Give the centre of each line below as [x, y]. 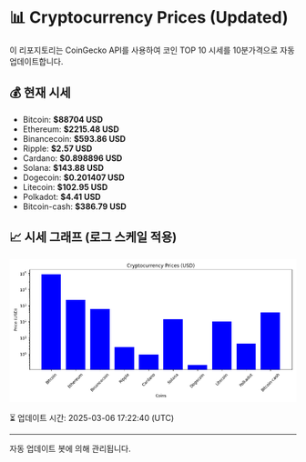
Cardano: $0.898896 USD [72, 158]
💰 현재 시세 [40, 93]
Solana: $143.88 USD [63, 167]
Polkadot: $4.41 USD [62, 196]
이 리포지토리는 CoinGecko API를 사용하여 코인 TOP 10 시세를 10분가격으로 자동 [152, 50]
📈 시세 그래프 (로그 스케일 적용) [93, 237]
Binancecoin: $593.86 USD [74, 138]
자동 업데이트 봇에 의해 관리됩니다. [70, 448]
